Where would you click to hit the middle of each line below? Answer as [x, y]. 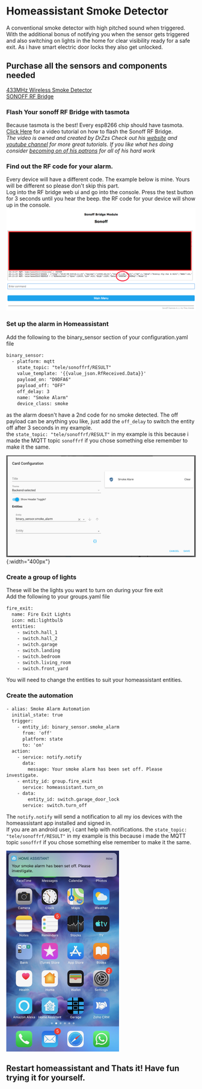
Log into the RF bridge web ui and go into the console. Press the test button [100, 192]
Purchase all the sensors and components [87, 66]
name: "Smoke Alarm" [43, 397]
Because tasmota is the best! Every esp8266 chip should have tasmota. [95, 125]
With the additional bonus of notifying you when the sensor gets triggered [98, 34]
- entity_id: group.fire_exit [55, 781]
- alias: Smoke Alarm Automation [48, 709]
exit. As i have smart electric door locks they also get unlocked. [85, 47]
